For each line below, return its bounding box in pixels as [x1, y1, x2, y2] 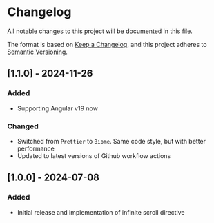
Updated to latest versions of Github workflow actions [17, 151, 171, 159]
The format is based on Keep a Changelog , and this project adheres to [7, 40, 207, 48]
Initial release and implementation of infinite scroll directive [17, 208, 185, 216]
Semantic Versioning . [7, 48, 68, 56]
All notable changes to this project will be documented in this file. [7, 27, 193, 35]
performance [17, 144, 55, 153]
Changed [7, 122, 39, 131]
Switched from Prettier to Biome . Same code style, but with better [17, 137, 206, 145]
